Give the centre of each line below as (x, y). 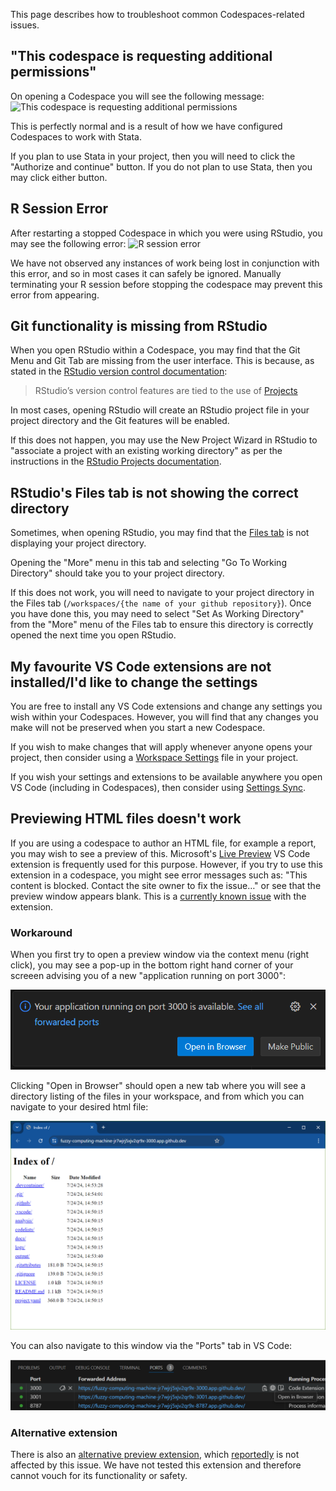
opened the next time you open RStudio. (93, 635)
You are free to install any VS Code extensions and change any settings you (166, 706)
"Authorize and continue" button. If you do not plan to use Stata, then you (161, 166)
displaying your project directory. (78, 543)
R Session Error (59, 209)
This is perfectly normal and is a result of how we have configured (146, 126)
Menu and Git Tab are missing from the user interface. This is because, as (162, 361)
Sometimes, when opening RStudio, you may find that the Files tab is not (160, 533)
